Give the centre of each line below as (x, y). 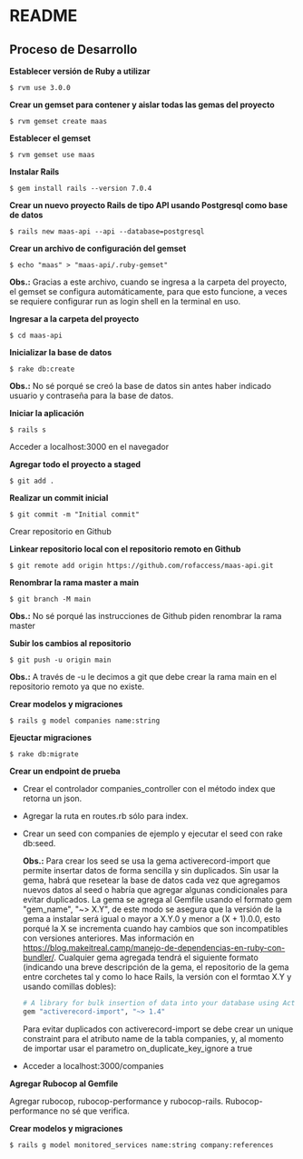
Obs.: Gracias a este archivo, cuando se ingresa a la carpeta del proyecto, (148, 282)
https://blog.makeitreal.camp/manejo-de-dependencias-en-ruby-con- (154, 948)
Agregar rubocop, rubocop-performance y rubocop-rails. (117, 1101)
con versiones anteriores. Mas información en (108, 938)
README (44, 16)
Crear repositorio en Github (60, 531)
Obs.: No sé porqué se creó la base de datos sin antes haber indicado (141, 386)
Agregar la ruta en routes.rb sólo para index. (105, 816)
